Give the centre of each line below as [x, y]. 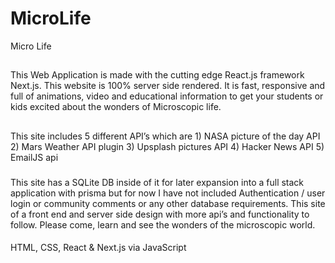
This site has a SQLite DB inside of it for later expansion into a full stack [157, 182]
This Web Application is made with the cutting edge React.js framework [157, 75]
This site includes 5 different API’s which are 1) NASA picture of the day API [165, 136]
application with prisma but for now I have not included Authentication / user [168, 193]
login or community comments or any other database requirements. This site [168, 203]
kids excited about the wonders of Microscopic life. [116, 107]
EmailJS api [34, 157]
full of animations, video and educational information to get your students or [167, 96]
